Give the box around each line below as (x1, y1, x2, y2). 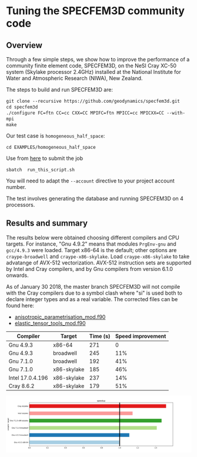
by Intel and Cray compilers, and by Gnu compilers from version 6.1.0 (6, 265, 173, 272)
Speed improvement (115, 332, 166, 340)
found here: (6, 302, 34, 309)
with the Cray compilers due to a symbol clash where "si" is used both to (6, 289, 182, 296)
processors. (6, 201, 35, 208)
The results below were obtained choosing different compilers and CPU (6, 234, 179, 241)
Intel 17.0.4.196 (8, 374, 48, 381)
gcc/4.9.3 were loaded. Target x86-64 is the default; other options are (6, 246, 177, 253)
